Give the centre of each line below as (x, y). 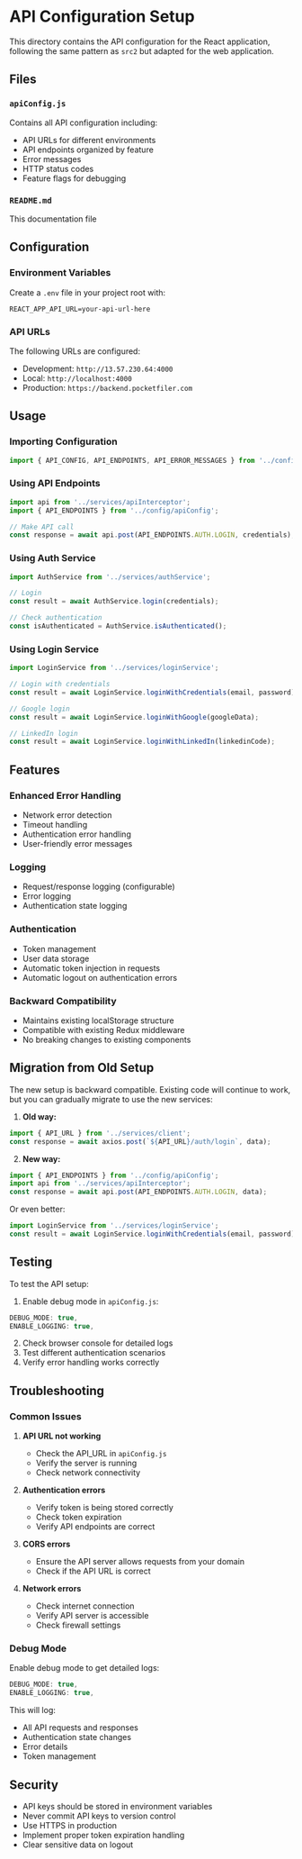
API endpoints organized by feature (88, 150)
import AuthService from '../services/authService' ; (110, 577)
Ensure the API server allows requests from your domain (140, 1562)
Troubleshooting (57, 1390)
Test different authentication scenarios (94, 1353)
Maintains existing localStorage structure (98, 1020)
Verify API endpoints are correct (95, 1527)
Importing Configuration (64, 441)
